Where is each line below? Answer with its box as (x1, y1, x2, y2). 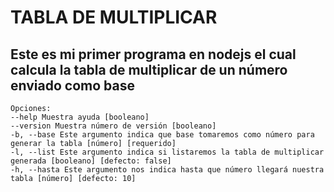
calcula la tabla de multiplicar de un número (10, 61, 288, 78)
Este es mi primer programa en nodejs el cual (10, 46, 297, 63)
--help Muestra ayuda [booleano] (10, 112, 150, 122)
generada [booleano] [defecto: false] (10, 156, 172, 166)
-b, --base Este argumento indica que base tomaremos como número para (10, 130, 315, 140)
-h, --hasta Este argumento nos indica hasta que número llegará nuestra (10, 165, 325, 175)
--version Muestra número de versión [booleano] (10, 121, 217, 131)
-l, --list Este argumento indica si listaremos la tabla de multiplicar (10, 147, 325, 157)
